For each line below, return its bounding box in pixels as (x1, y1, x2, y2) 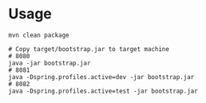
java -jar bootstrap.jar (8, 59, 91, 67)
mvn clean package (8, 31, 69, 39)
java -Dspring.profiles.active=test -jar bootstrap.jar (8, 87, 198, 95)
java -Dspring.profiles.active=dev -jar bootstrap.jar (8, 73, 195, 81)
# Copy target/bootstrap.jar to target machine (8, 45, 170, 53)
